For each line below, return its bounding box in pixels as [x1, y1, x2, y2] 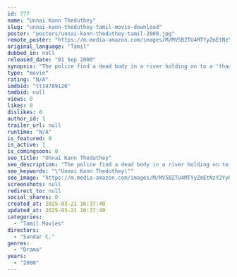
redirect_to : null [7, 187, 61, 195]
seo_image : [7, 174, 39, 181]
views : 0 [7, 96, 33, 103]
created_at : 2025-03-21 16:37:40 [7, 200, 106, 208]
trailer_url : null [7, 121, 61, 129]
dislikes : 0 [7, 109, 42, 116]
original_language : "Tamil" [7, 43, 90, 50]
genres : [7, 240, 30, 247]
